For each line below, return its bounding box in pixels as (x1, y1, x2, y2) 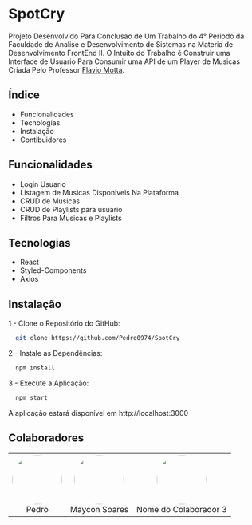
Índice (8, 89, 40, 102)
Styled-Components (19, 266, 87, 275)
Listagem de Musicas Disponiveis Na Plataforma (19, 187, 179, 197)
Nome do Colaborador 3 (136, 503, 227, 515)
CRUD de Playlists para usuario (19, 204, 123, 214)
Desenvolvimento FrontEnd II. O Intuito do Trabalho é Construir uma (8, 48, 230, 57)
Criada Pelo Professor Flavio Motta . (8, 65, 125, 74)
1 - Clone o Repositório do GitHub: (8, 318, 121, 328)
